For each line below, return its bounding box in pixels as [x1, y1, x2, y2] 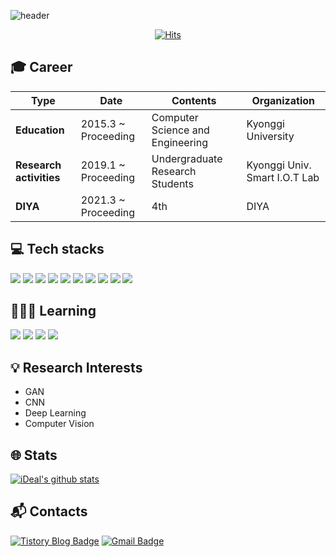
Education [15, 123, 65, 137]
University [246, 129, 295, 143]
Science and [151, 123, 210, 137]
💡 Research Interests [10, 359, 143, 376]
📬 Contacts [10, 503, 88, 520]
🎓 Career [10, 59, 73, 76]
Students [151, 176, 194, 190]
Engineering [151, 135, 208, 149]
